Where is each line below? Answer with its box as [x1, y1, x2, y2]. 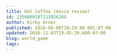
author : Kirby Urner [6, 19, 57, 25]
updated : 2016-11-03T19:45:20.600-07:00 [6, 30, 106, 36]
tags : [6, 41, 19, 47]
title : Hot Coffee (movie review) [6, 8, 91, 15]
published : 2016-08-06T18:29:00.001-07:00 [6, 24, 111, 31]
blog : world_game [6, 36, 49, 41]
